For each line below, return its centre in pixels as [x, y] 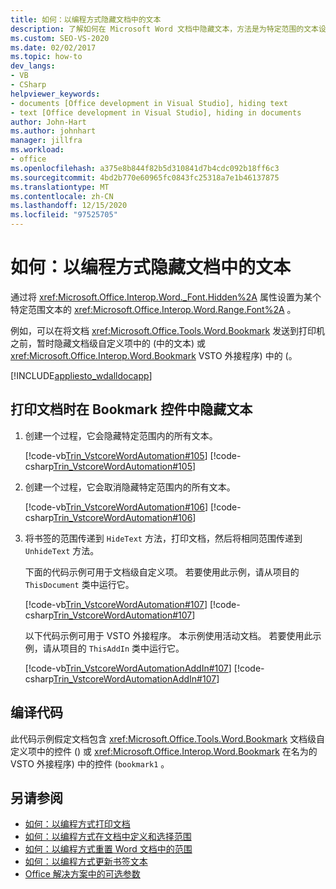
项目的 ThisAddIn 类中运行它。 [122, 648]
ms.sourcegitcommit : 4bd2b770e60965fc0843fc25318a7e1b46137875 [145, 177]
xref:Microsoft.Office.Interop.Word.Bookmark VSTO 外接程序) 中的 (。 [154, 355]
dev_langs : [33, 66]
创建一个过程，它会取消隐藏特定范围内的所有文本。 [130, 487]
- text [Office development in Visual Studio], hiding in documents [156, 112]
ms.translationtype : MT [60, 187]
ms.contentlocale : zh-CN [62, 196]
